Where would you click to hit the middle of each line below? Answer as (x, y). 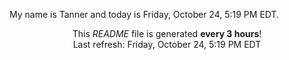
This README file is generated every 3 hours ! (167, 33)
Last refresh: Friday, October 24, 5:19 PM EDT (167, 44)
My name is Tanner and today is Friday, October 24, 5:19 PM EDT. (144, 14)
